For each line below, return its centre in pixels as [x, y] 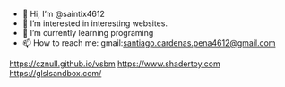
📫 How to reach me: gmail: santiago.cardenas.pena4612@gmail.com [149, 43]
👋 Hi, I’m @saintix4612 [64, 14]
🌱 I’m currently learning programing [88, 33]
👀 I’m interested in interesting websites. [95, 23]
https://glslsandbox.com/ [56, 73]
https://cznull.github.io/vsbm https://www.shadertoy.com [115, 64]
